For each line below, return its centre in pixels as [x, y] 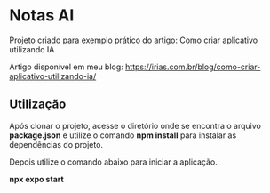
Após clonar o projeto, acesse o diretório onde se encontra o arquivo [135, 125]
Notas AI [42, 16]
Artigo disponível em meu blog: [67, 67]
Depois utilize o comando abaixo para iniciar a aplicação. [113, 162]
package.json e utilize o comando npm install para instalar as [123, 135]
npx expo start [36, 179]
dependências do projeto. [56, 144]
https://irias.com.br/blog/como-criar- [193, 67]
